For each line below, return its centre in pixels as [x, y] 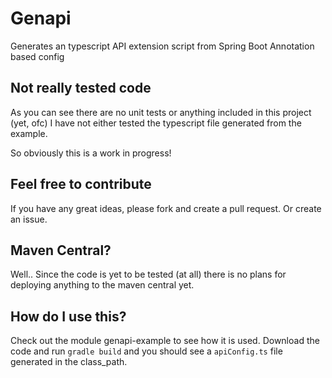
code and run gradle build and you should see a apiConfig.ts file [146, 351]
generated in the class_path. [69, 362]
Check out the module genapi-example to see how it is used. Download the [165, 341]
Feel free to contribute [81, 184]
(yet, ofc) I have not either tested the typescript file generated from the [156, 123]
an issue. [29, 219]
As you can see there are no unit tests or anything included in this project [161, 112]
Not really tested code [81, 88]
